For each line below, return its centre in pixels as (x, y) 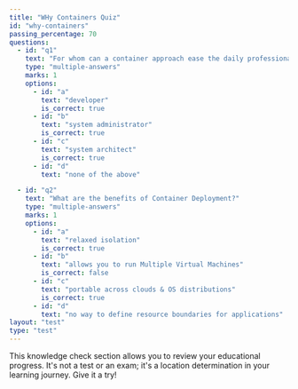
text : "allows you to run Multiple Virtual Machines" (142, 265)
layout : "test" (37, 322)
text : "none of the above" (91, 174)
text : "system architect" (89, 149)
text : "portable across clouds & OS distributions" (139, 290)
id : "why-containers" (49, 26)
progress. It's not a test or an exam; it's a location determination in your (140, 365)
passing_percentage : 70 (53, 34)
